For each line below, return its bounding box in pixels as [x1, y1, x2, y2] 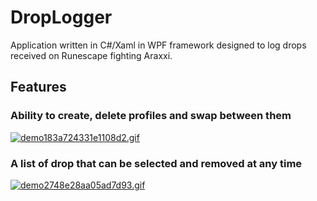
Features [10, 79, 67, 96]
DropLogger [10, 6, 113, 29]
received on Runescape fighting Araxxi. [10, 49, 173, 61]
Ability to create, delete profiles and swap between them [10, 109, 292, 123]
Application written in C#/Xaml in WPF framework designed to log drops [10, 39, 307, 51]
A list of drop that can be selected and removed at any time [10, 156, 303, 170]
